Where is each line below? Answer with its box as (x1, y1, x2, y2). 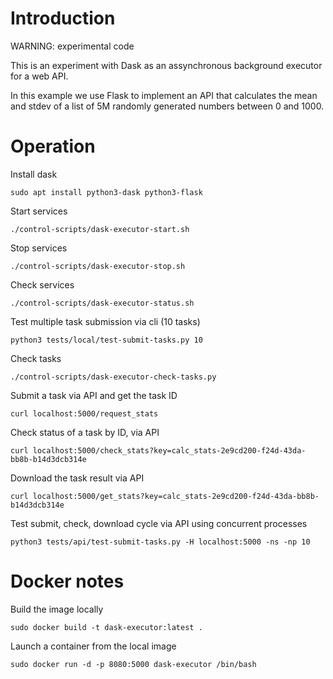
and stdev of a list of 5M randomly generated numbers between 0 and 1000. (10, 100, 325, 112)
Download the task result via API (10, 472, 145, 484)
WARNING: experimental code (10, 40, 135, 52)
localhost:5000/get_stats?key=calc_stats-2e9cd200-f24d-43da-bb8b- (32, 491, 320, 501)
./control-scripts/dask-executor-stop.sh (10, 261, 186, 271)
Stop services (10, 242, 68, 254)
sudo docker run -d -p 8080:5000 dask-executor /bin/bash (10, 659, 257, 669)
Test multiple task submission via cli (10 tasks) (10, 315, 201, 327)
